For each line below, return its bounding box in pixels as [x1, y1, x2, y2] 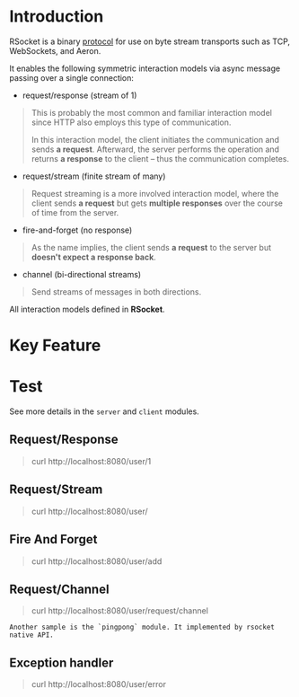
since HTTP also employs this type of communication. [31, 117, 232, 128]
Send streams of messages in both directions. [31, 286, 202, 297]
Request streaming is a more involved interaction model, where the [31, 188, 279, 199]
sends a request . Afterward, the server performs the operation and [31, 144, 280, 154]
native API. [9, 631, 54, 640]
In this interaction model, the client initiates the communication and [31, 134, 280, 145]
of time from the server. [31, 207, 119, 217]
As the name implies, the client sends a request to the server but [31, 242, 272, 252]
